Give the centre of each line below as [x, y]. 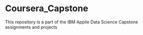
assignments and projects [31, 27]
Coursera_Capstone [47, 9]
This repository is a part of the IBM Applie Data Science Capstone [72, 22]
